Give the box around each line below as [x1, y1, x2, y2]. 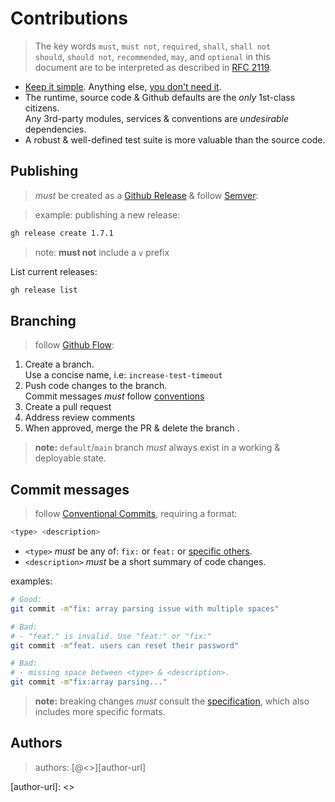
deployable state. [34, 452, 107, 464]
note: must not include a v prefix [34, 246, 170, 258]
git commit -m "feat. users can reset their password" [10, 640, 240, 651]
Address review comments [24, 412, 136, 424]
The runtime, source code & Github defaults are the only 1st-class [24, 91, 296, 103]
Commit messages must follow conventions [24, 390, 205, 402]
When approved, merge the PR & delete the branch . [24, 422, 240, 434]
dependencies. [24, 123, 87, 135]
